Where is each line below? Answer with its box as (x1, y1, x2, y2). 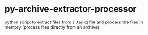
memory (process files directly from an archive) (4, 24, 100, 30)
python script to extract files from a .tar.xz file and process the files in (4, 19, 143, 25)
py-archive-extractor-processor (4, 3, 137, 14)
